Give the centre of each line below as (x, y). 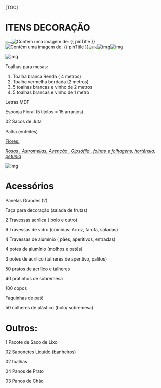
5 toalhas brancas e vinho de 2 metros (52, 87)
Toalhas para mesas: (27, 66)
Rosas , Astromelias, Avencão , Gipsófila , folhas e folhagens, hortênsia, (80, 151)
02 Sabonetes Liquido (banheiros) (41, 352)
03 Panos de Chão (24, 381)
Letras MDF (17, 102)
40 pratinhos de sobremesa (34, 278)
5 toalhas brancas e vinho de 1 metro (51, 92)
